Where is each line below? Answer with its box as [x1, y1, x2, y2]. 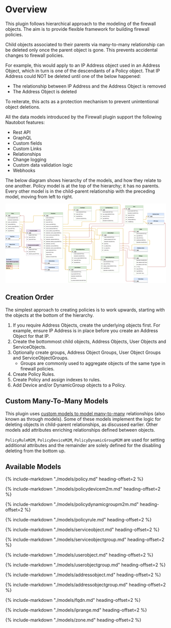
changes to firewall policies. [5, 52, 64, 58]
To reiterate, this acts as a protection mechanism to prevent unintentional [5, 98, 159, 105]
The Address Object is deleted [12, 88, 77, 94]
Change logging [12, 156, 47, 163]
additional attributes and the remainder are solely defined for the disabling [5, 442, 161, 448]
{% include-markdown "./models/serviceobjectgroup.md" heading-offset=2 [5, 537, 165, 543]
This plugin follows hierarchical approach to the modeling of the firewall [5, 21, 156, 27]
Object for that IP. [12, 333, 50, 339]
